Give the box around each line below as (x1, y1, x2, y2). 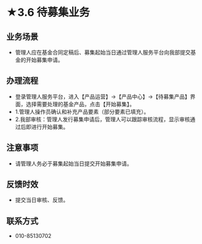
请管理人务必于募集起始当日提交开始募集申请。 (15, 160, 132, 167)
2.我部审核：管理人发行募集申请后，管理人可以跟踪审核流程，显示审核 (15, 116, 190, 123)
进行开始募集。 (31, 123, 69, 130)
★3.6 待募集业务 (6, 5, 90, 19)
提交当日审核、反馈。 (15, 196, 69, 203)
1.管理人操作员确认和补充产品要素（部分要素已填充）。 (15, 108, 150, 115)
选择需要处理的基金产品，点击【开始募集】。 (25, 101, 135, 108)
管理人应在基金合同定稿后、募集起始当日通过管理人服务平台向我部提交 (15, 49, 191, 56)
